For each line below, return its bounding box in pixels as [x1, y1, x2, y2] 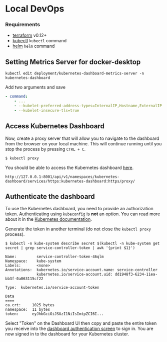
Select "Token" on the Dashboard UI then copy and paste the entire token [5, 320, 157, 326]
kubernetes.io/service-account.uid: [36, 272, 113, 277]
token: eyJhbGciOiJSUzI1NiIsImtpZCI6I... [5, 311, 104, 317]
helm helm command [12, 43, 55, 49]
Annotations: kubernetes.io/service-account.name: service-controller [5, 268, 157, 273]
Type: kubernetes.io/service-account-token [5, 285, 99, 290]
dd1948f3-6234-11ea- [114, 272, 157, 277]
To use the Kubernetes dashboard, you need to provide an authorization [5, 206, 153, 212]
